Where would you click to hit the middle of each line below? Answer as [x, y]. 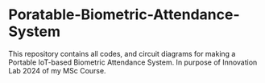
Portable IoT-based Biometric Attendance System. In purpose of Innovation [133, 62]
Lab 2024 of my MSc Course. [57, 70]
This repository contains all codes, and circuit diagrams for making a [122, 53]
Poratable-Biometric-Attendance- [124, 15]
